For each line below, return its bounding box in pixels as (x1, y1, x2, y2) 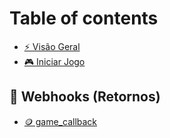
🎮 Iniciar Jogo (23, 55, 86, 67)
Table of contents (9, 7, 159, 30)
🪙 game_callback (23, 115, 98, 127)
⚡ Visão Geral (23, 40, 81, 52)
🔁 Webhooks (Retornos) (9, 88, 161, 106)
